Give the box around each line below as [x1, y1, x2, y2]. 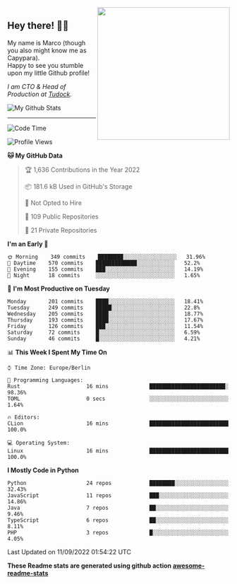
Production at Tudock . [7, 90, 73, 98]
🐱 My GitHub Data [7, 151, 63, 160]
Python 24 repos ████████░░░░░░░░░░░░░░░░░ [7, 479, 229, 486]
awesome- [172, 561, 205, 570]
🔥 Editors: [7, 414, 40, 421]
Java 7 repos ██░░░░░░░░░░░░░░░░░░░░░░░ [7, 504, 229, 511]
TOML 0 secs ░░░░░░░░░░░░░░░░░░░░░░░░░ [7, 395, 229, 402]
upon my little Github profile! [7, 69, 90, 77]
